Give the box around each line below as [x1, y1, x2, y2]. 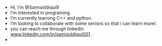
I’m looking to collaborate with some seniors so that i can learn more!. [10, 20, 157, 26]
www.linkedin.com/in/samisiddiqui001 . [10, 31, 93, 37]
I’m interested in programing [10, 10, 70, 16]
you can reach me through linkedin [10, 26, 84, 32]
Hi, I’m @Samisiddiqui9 [10, 5, 59, 10]
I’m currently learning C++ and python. [10, 15, 92, 21]
